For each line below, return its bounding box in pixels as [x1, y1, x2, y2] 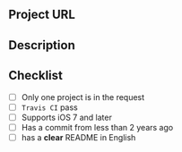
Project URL [8, 7, 75, 22]
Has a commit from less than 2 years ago [21, 122, 174, 132]
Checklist [8, 68, 64, 83]
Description [8, 38, 75, 53]
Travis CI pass [21, 102, 78, 113]
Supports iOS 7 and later [21, 112, 113, 122]
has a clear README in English [21, 131, 136, 142]
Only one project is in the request [21, 91, 145, 102]
